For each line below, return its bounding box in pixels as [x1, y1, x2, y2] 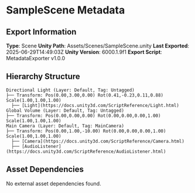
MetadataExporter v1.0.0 [6, 55, 66, 61]
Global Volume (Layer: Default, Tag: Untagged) [6, 108, 125, 113]
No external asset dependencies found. [6, 180, 101, 187]
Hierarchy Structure [6, 71, 80, 82]
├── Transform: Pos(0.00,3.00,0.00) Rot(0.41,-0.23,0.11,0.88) [6, 92, 164, 98]
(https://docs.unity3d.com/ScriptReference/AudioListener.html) [6, 149, 166, 154]
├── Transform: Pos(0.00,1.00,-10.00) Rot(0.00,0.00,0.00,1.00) [6, 128, 166, 134]
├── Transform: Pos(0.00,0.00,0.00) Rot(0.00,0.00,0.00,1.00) [6, 112, 161, 119]
